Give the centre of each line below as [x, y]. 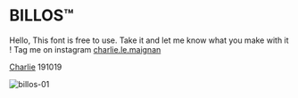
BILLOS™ [41, 16]
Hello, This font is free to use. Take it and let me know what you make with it [149, 40]
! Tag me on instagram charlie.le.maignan [85, 49]
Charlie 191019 [36, 67]
